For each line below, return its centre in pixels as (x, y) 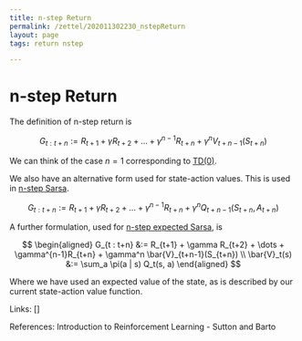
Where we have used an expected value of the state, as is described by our (151, 282)
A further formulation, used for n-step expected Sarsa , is (116, 227)
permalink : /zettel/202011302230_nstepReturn (97, 26)
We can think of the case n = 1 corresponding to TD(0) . (113, 160)
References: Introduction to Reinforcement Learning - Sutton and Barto (143, 327)
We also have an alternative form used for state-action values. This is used (150, 178)
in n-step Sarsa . (40, 188)
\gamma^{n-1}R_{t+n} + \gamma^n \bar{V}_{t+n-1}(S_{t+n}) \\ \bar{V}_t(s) (153, 254)
